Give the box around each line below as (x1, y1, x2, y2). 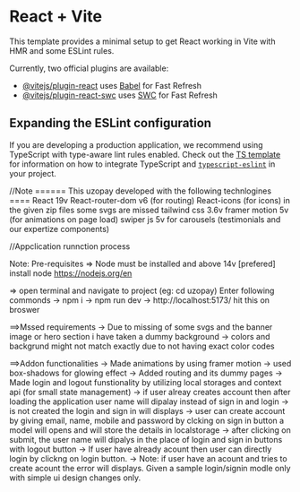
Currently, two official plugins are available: (9, 63, 169, 73)
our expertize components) (9, 223, 110, 234)
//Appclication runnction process (9, 240, 131, 252)
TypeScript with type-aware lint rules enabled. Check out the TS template (9, 149, 281, 160)
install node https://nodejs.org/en (9, 267, 133, 279)
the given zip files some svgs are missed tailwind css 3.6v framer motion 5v (9, 204, 289, 215)
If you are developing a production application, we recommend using (9, 139, 263, 150)
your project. (9, 168, 56, 178)
